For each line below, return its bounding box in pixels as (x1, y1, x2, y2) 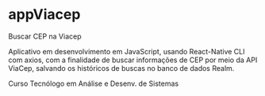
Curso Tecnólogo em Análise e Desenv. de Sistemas (8, 79, 179, 88)
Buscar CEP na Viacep (8, 31, 82, 41)
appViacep (8, 6, 81, 24)
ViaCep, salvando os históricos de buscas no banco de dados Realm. (8, 63, 235, 72)
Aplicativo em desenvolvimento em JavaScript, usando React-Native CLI (8, 46, 245, 56)
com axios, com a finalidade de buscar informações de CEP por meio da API (8, 55, 258, 65)
